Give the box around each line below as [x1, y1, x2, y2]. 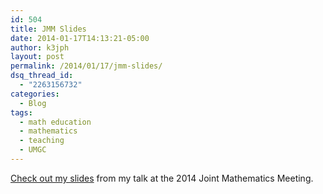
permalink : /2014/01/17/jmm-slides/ [10, 61, 163, 71]
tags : [10, 107, 33, 118]
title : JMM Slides [10, 24, 87, 34]
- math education [19, 117, 92, 127]
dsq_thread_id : [10, 71, 74, 81]
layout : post [10, 52, 65, 62]
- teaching [19, 136, 65, 146]
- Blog [19, 98, 47, 108]
